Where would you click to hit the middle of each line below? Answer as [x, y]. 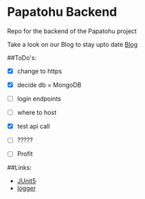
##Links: [20, 168]
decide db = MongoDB [49, 85]
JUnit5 [26, 181]
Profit [25, 154]
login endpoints [39, 99]
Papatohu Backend [62, 12]
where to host [37, 113]
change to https [40, 71]
